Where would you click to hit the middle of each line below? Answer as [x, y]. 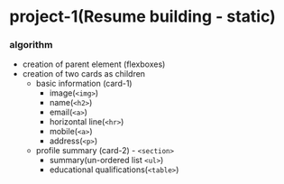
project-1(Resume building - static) [143, 17]
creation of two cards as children [84, 74]
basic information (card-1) [84, 84]
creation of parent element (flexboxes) [94, 64]
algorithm [31, 45]
